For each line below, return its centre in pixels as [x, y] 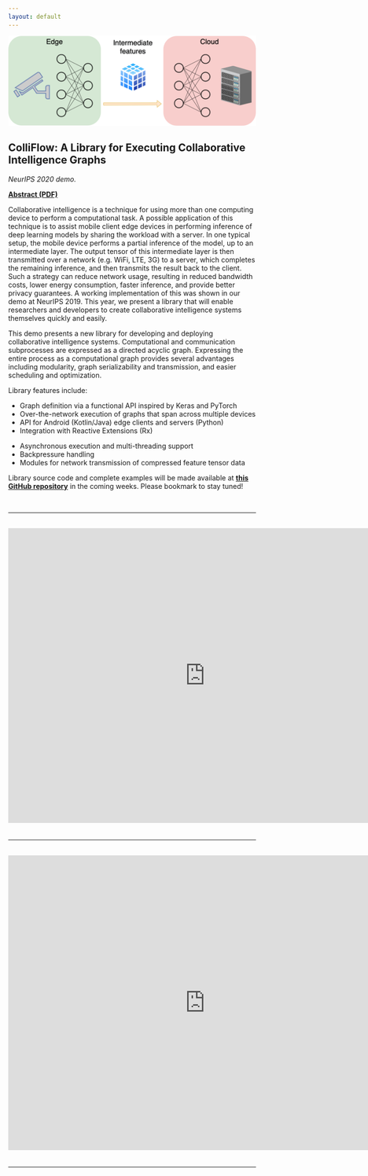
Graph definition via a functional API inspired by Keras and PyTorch [128, 406]
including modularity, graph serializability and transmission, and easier [122, 366]
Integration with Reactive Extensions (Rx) [86, 430]
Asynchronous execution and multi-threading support [107, 446]
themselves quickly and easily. [58, 318]
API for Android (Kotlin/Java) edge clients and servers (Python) [121, 422]
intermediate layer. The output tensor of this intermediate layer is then [121, 251]
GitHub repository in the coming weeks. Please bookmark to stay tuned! [126, 486]
